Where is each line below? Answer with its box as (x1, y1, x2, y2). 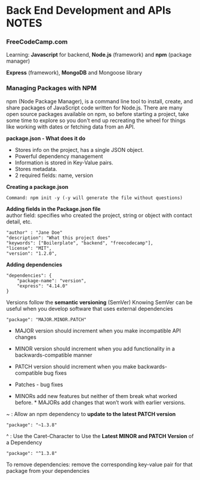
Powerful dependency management (14, 152, 103, 160)
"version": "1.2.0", (6, 250, 58, 256)
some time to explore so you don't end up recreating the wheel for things (6, 117, 186, 124)
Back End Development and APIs (6, 4, 171, 17)
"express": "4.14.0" (17, 283, 68, 289)
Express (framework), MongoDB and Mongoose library (6, 69, 142, 77)
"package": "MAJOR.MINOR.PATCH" (6, 316, 87, 323)
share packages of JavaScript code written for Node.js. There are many (6, 104, 183, 111)
